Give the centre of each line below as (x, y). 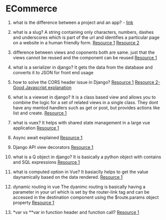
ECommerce (31, 9)
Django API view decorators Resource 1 (53, 147)
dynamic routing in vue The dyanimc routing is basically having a (79, 187)
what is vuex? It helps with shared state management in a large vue (81, 122)
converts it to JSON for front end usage (53, 72)
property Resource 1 (33, 203)
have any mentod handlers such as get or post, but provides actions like (86, 108)
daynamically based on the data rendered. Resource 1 (68, 177)
